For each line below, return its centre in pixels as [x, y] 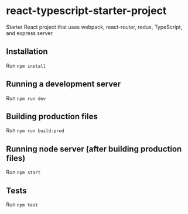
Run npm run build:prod [35, 130]
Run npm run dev [26, 98]
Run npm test [22, 205]
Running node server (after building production [94, 149]
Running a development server [64, 84]
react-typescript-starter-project [86, 11]
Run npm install [26, 65]
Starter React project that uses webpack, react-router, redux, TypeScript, [94, 27]
